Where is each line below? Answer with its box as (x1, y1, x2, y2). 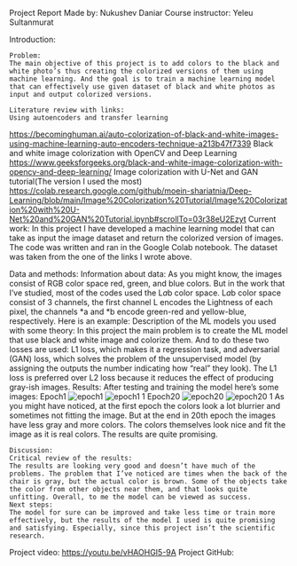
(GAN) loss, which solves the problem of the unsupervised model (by (9, 354, 262, 364)
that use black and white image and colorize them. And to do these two (9, 334, 270, 345)
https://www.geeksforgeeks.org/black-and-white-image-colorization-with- (9, 157, 284, 168)
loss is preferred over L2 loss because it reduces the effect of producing (9, 373, 274, 382)
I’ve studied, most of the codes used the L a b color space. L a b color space (9, 287, 282, 298)
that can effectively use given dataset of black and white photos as (9, 83, 276, 91)
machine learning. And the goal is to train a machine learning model (9, 75, 276, 83)
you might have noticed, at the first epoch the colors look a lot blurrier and (9, 401, 281, 411)
